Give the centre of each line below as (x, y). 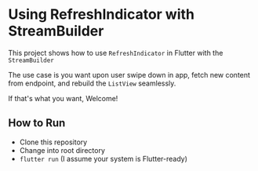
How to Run (37, 123)
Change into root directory (62, 150)
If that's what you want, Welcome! (63, 98)
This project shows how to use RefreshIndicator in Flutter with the (116, 53)
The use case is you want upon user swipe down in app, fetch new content (129, 75)
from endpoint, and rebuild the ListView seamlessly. (92, 83)
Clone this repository (53, 142)
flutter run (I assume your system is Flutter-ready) (104, 158)
